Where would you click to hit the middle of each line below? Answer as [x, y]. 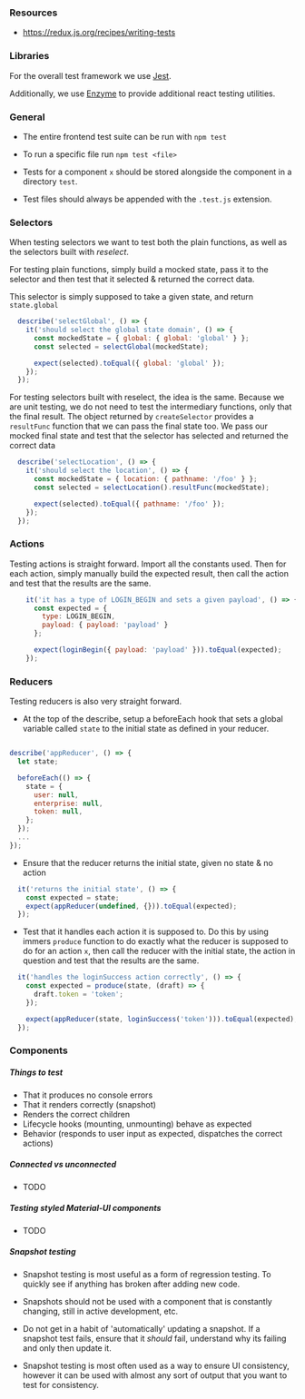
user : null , [56, 795]
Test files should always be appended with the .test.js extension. [147, 199]
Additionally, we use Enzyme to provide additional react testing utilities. [143, 94]
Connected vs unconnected [63, 1165]
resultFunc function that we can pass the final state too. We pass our [138, 426]
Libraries [30, 56]
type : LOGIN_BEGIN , [79, 616]
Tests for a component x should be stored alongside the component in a [157, 172]
